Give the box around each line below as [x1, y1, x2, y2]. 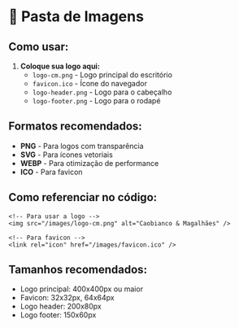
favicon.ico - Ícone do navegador [32, 79, 148, 88]
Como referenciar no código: [8, 190, 158, 204]
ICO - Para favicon [20, 167, 83, 177]
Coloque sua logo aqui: [20, 61, 100, 71]
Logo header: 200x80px [20, 301, 102, 312]
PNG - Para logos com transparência [20, 141, 144, 151]
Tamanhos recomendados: [8, 263, 148, 277]
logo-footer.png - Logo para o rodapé [32, 96, 161, 105]
